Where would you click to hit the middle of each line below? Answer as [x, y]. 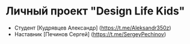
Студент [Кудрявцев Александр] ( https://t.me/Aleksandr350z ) [93, 28]
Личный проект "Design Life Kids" [95, 11]
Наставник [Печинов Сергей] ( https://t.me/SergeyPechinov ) [90, 34]
